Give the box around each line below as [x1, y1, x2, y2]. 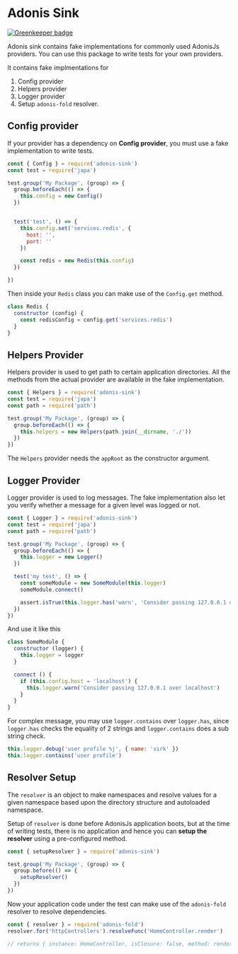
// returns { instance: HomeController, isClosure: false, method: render [7, 940, 233, 948]
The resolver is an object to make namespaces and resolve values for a [7, 791, 217, 799]
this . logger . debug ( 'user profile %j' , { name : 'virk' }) [7, 745, 179, 753]
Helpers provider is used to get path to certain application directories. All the [7, 368, 231, 377]
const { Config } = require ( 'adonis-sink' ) [7, 160, 138, 167]
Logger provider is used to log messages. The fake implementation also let [7, 493, 225, 502]
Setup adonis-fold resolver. [17, 99, 99, 108]
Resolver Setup [7, 771, 76, 783]
